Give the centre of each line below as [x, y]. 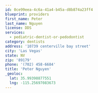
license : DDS [18, 28]
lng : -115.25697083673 [33, 83]
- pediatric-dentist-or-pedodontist [47, 37]
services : [15, 32]
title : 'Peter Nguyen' [28, 69]
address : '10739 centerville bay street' [48, 46]
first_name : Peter [24, 19]
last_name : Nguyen [24, 23]
